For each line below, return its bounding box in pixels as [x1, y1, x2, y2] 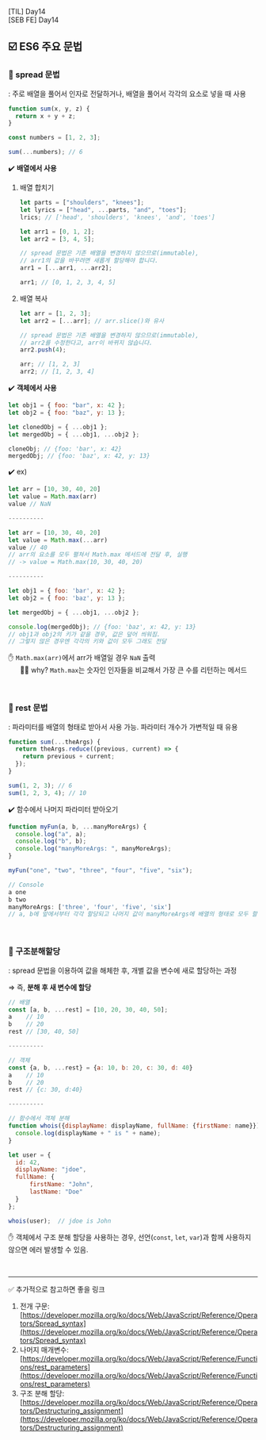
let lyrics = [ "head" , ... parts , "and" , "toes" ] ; [19, 205, 188, 213]
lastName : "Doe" [28, 1188, 83, 1196]
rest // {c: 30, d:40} [8, 1086, 83, 1094]
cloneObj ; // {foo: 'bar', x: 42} [8, 444, 123, 453]
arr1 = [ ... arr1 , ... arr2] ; [19, 264, 113, 272]
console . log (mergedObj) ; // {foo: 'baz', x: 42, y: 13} [8, 623, 196, 631]
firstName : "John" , [28, 1181, 93, 1188]
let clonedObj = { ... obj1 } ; [8, 423, 108, 431]
